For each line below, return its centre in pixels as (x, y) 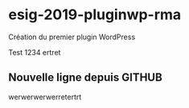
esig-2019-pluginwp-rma (95, 15)
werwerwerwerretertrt (45, 97)
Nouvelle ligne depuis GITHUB (85, 78)
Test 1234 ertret (35, 52)
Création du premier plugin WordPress (72, 37)
